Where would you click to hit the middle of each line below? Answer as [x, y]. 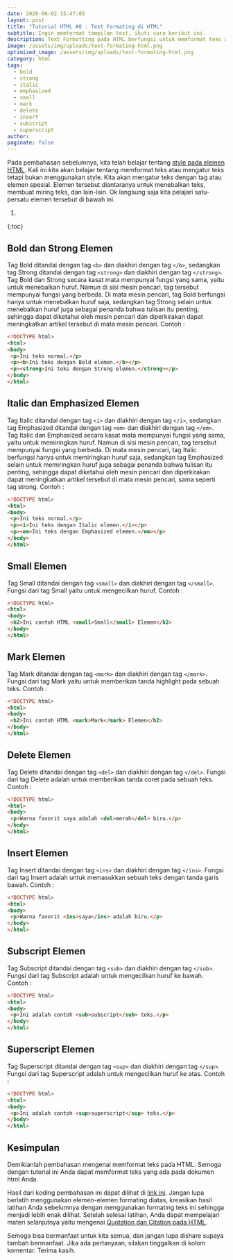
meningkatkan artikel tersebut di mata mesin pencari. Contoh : [96, 324]
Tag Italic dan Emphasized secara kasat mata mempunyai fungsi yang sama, [116, 435]
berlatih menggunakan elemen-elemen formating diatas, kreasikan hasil [110, 1200]
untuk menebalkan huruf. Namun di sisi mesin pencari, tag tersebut [103, 287]
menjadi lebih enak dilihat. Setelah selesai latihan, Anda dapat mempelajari [113, 1215]
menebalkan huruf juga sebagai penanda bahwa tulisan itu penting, [103, 309]
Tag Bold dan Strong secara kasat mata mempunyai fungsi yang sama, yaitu [116, 279]
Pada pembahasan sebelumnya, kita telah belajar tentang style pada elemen [116, 163]
